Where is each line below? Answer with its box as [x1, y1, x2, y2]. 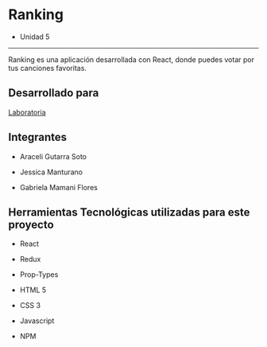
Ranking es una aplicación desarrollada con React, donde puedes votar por [8, 54, 254, 64]
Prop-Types [19, 270, 59, 279]
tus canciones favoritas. [8, 63, 87, 72]
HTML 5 [19, 285, 47, 295]
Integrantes [8, 131, 68, 144]
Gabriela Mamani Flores [19, 182, 98, 192]
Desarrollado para [8, 86, 99, 100]
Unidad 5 [19, 32, 50, 41]
